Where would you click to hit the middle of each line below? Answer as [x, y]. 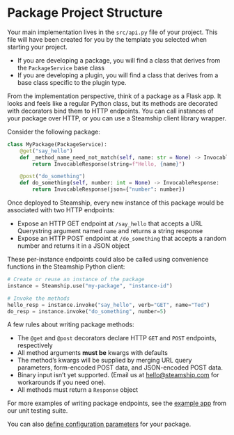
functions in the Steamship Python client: [66, 267]
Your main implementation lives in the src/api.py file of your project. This [112, 32]
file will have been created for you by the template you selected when [107, 39]
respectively [35, 345]
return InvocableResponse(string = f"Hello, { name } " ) [109, 164]
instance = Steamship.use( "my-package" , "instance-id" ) [90, 286]
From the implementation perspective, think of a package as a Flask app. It [114, 96]
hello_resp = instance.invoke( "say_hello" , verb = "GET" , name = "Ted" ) [109, 305]
